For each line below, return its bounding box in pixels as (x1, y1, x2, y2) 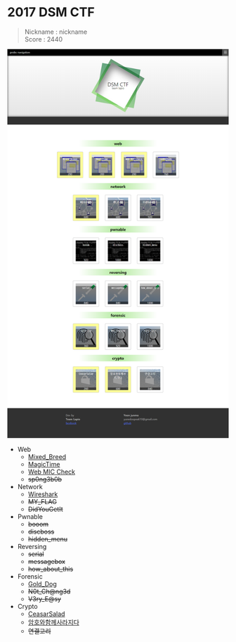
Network (17, 482, 44, 491)
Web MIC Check (27, 467, 76, 476)
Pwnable (17, 512, 44, 521)
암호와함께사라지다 (27, 617, 79, 627)
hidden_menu (27, 534, 68, 543)
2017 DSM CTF (7, 4, 95, 20)
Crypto (17, 602, 38, 610)
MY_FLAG (27, 497, 58, 505)
